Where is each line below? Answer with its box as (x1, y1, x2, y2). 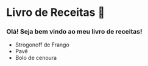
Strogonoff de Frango (15, 41, 70, 48)
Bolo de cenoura (15, 54, 57, 62)
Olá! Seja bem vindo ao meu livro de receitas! (6, 28, 143, 36)
